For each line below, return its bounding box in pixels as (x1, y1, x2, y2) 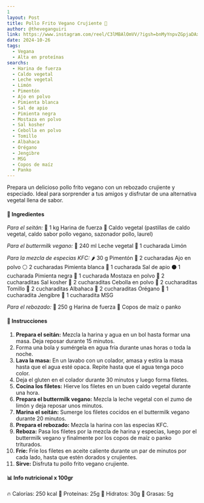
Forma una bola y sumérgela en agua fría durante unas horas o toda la (15, 344, 191, 351)
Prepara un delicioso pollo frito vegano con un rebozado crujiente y (7, 183, 175, 191)
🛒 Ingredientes (7, 210, 45, 217)
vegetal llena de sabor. (7, 197, 64, 204)
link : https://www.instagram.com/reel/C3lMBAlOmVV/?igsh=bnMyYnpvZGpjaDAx (7, 32, 200, 38)
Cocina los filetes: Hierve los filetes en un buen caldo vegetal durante (15, 382, 191, 389)
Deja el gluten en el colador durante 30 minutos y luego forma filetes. (15, 376, 189, 383)
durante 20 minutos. (15, 414, 67, 422)
